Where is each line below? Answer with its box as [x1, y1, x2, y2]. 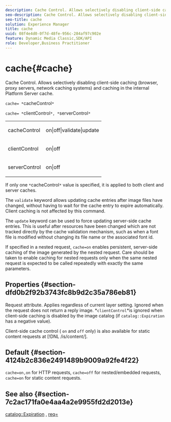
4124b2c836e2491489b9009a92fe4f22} [5, 356, 139, 364]
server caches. [5, 187, 37, 193]
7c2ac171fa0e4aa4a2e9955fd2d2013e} [5, 398, 133, 406]
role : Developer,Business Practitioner [5, 41, 90, 46]
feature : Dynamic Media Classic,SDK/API [5, 36, 93, 41]
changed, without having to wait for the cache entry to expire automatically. [5, 202, 164, 208]
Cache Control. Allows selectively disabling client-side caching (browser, [5, 80, 158, 86]
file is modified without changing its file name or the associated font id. [5, 234, 154, 240]
